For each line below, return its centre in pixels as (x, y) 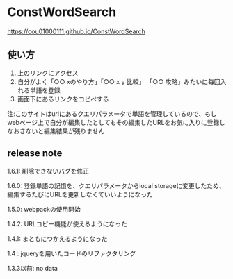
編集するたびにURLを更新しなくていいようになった (80, 194)
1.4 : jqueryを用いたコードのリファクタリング (72, 253)
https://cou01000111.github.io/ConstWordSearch (77, 31)
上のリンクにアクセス (48, 73)
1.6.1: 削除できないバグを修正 (48, 171)
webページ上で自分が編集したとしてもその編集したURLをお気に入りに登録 (113, 122)
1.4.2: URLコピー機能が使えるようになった (67, 223)
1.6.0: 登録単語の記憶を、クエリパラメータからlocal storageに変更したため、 (116, 185)
